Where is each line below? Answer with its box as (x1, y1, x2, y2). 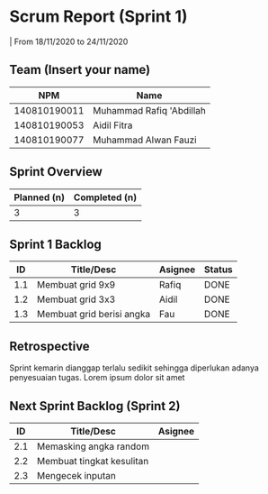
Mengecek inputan (37, 470, 117, 481)
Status (203, 263, 234, 276)
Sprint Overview (9, 164, 103, 179)
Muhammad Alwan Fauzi (93, 133, 197, 146)
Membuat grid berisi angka (37, 308, 151, 321)
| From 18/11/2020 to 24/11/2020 (9, 36, 129, 47)
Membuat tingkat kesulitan (37, 455, 149, 467)
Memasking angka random (37, 440, 150, 453)
